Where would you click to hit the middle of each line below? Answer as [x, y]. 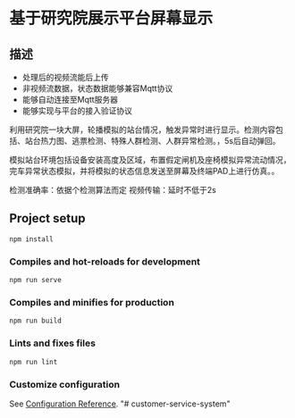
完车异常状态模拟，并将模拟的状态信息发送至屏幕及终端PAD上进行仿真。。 [144, 171]
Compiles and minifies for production [92, 303]
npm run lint [34, 362]
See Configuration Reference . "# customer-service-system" [120, 404]
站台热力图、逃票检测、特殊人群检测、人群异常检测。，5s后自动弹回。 [152, 141]
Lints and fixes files [53, 343]
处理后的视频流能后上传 [65, 77]
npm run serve [36, 280]
